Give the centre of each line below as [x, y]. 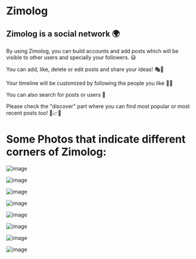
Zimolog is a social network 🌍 [63, 34]
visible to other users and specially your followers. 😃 [71, 57]
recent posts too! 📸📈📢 [34, 113]
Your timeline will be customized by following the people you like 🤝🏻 [90, 83]
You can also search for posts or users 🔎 [56, 95]
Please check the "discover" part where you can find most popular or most [98, 106]
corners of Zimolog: [56, 152]
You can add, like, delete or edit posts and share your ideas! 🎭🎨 [85, 69]
